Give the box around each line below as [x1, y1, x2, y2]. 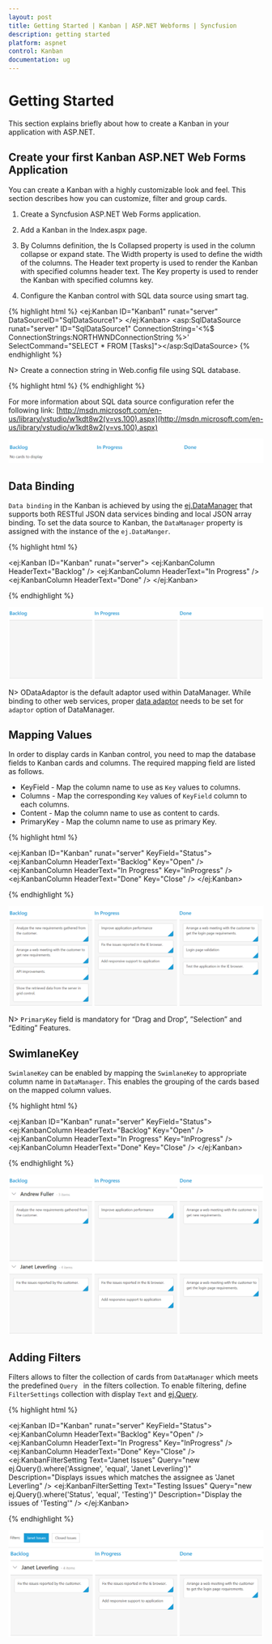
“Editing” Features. [8, 1023, 71, 1033]
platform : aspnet [8, 39, 67, 47]
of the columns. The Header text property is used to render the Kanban [19, 258, 258, 268]
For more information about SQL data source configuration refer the [8, 396, 235, 406]
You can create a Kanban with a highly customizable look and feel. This [8, 185, 247, 195]
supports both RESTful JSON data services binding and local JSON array [8, 509, 253, 519]
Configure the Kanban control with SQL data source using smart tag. [19, 290, 249, 300]
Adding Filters [8, 1351, 82, 1364]
